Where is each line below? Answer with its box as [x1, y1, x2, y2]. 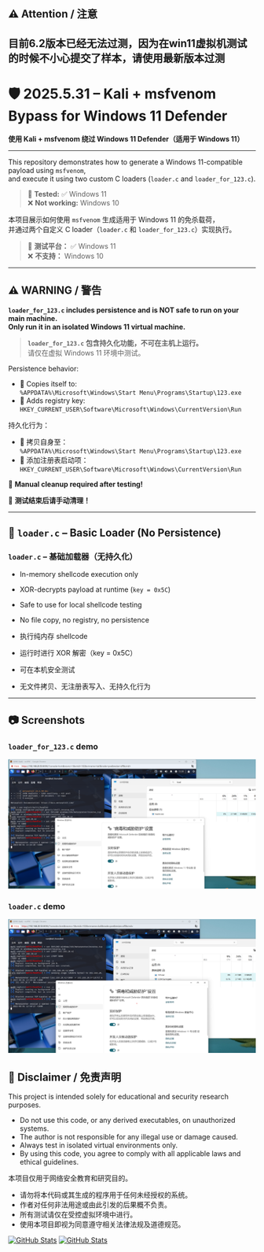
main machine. [8, 313, 58, 323]
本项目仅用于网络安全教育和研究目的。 [8, 1173, 132, 1183]
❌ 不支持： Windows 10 [27, 251, 104, 260]
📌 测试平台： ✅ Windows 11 [27, 241, 116, 250]
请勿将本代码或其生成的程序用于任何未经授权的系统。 [19, 1191, 192, 1200]
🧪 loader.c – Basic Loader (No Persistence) [8, 526, 222, 539]
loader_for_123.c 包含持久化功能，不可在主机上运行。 [27, 338, 203, 348]
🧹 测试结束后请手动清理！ [8, 495, 91, 505]
